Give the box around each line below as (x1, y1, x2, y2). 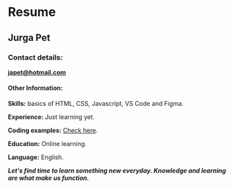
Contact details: (8, 53, 63, 62)
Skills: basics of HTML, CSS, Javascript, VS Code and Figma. (8, 100, 184, 108)
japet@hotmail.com (8, 68, 67, 76)
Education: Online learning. (8, 140, 87, 148)
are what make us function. (8, 174, 89, 182)
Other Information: (8, 84, 63, 92)
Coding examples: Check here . (8, 126, 98, 135)
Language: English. (8, 153, 64, 161)
